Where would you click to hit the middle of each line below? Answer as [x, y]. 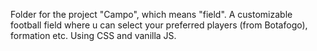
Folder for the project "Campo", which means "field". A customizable [151, 14]
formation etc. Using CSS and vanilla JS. [93, 35]
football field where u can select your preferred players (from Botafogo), [159, 25]
